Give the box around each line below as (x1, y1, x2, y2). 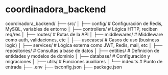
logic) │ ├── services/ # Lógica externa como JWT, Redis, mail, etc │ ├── (5, 42, 163, 48)
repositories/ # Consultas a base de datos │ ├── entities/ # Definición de (5, 47, 160, 54)
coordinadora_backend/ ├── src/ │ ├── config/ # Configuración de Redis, (5, 20, 163, 27)
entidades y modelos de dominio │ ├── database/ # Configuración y (5, 53, 151, 59)
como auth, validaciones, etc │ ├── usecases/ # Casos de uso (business (5, 37, 159, 43)
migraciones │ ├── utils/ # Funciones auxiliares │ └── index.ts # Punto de (5, 58, 163, 64)
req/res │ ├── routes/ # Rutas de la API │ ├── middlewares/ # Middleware (5, 31, 163, 37)
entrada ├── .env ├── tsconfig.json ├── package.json (5, 64, 123, 70)
